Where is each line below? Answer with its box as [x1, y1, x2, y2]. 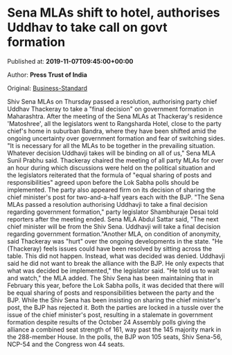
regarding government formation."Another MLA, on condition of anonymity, [7, 230, 221, 238]
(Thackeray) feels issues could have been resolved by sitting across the [7, 244, 213, 253]
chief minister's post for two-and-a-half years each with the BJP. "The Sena [7, 192, 225, 201]
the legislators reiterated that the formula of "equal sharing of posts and [7, 171, 213, 179]
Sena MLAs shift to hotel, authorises [7, 5, 220, 21]
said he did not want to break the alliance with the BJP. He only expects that [7, 259, 224, 267]
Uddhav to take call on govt [7, 19, 168, 35]
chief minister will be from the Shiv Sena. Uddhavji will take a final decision [7, 222, 221, 230]
